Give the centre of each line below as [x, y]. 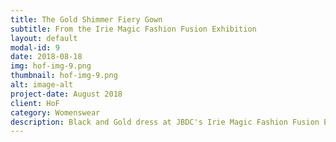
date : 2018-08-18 [46, 57]
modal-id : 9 [35, 47]
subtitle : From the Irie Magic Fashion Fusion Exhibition [133, 29]
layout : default [44, 38]
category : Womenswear [55, 112]
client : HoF [35, 103]
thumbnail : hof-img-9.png [64, 76]
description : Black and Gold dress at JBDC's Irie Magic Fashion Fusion [165, 122]
